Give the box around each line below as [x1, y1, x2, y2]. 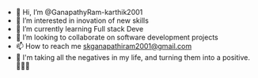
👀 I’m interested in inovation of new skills [15, 16, 149, 25]
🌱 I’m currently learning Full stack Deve [15, 24, 144, 33]
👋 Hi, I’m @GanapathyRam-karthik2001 [15, 8, 143, 17]
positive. [222, 53, 251, 62]
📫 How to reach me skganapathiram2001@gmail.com [15, 42, 192, 50]
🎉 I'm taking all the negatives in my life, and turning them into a [15, 53, 222, 62]
